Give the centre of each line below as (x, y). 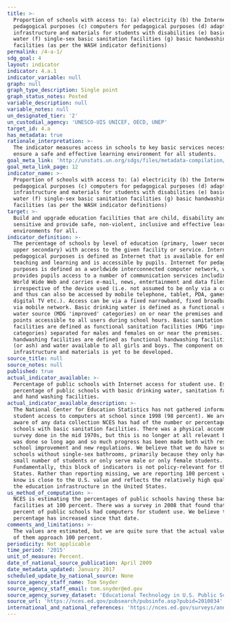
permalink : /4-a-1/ (35, 52)
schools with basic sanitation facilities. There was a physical (109, 429)
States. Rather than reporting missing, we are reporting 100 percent (117, 474)
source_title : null (35, 359)
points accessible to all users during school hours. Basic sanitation (118, 320)
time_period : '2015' (37, 551)
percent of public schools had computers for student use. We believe (117, 512)
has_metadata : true (35, 135)
